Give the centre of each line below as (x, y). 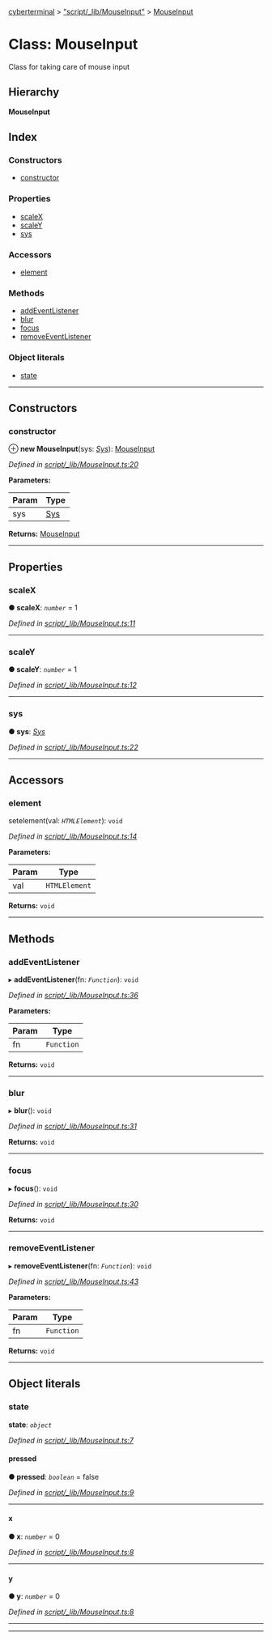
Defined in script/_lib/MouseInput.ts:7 (71, 1440)
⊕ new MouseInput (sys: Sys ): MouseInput (82, 449)
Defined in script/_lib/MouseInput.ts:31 (73, 1126)
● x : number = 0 (34, 1536)
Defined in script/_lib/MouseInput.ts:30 (74, 1204)
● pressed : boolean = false (54, 1476)
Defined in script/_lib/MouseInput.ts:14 (73, 836)
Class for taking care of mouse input (69, 66)
